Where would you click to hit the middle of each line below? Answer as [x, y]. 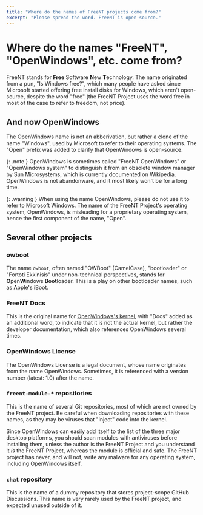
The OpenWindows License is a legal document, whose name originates [96, 364]
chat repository [29, 479]
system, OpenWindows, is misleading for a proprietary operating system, [97, 212]
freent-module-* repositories [49, 394]
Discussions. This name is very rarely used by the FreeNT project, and [94, 499]
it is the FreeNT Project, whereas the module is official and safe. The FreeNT [102, 451]
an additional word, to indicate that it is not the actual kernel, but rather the [99, 323]
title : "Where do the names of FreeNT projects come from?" [84, 12]
